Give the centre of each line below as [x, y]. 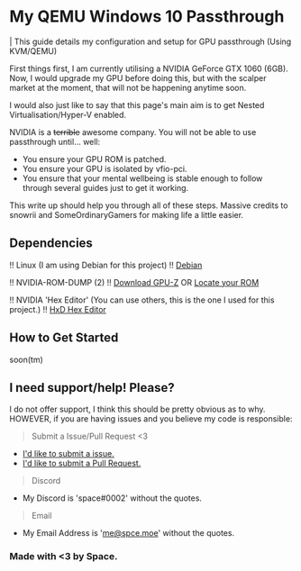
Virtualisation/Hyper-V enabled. [68, 114]
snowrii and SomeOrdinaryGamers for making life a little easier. [127, 214]
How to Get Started [64, 338]
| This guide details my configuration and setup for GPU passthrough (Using [150, 41]
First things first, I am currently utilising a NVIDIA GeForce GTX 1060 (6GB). [149, 68]
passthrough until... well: [55, 141]
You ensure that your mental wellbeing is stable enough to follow [142, 178]
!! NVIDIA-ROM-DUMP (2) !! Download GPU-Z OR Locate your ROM [134, 282]
